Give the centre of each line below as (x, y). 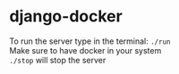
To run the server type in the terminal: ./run (90, 41)
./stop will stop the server (58, 60)
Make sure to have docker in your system (85, 50)
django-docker (66, 16)
